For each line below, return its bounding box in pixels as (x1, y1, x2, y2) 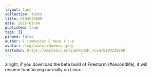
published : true (5, 25, 38, 30)
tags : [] (5, 30, 23, 35)
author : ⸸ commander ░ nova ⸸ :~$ (5, 39, 74, 44)
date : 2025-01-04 (5, 20, 40, 26)
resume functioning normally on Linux (5, 66, 81, 72)
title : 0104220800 (5, 16, 42, 21)
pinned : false (5, 35, 34, 39)
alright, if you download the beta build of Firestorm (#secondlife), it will (5, 61, 148, 67)
